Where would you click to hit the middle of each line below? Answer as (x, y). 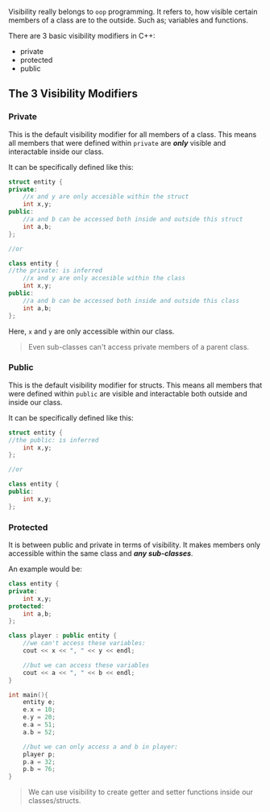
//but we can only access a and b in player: (101, 747)
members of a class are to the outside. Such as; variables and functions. (128, 20)
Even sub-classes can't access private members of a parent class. (139, 346)
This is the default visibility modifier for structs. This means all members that (135, 385)
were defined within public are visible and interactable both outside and (128, 393)
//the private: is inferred (56, 271)
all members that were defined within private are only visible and (117, 143)
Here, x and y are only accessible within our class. (91, 331)
